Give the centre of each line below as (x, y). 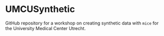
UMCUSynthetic (40, 9)
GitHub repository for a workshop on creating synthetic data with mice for (82, 23)
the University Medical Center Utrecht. (46, 28)
